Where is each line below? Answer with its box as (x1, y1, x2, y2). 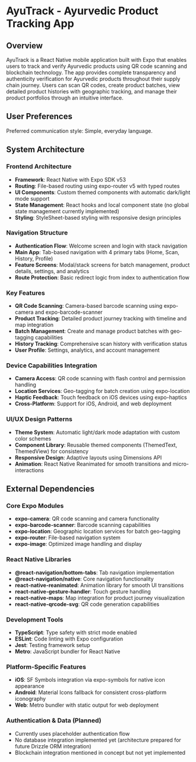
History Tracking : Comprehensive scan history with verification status (14, 341, 188, 348)
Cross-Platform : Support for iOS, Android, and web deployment (14, 400, 172, 407)
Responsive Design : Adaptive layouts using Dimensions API (14, 454, 162, 461)
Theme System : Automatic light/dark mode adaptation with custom (14, 429, 180, 436)
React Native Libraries (6, 555, 71, 564)
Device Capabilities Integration (6, 361, 97, 370)
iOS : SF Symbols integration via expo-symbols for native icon (14, 676, 165, 683)
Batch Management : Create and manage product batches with (14, 327, 169, 335)
